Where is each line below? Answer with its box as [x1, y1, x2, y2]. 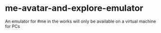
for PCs [5, 23, 20, 29]
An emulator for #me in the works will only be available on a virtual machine [5, 18, 156, 24]
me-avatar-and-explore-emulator [5, 3, 144, 14]
